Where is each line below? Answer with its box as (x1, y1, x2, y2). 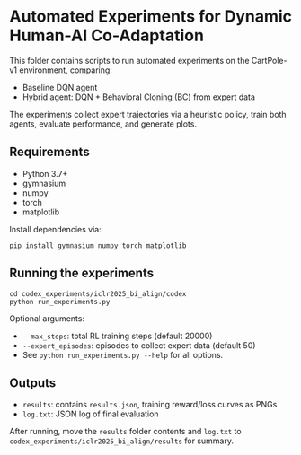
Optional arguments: (9, 312, 85, 324)
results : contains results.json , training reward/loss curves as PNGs (22, 399, 278, 410)
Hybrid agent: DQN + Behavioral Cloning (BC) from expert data (22, 92, 256, 102)
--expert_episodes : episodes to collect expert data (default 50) (22, 339, 256, 351)
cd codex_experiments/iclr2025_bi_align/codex (9, 289, 187, 298)
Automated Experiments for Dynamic (9, 6, 293, 27)
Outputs (9, 375, 57, 390)
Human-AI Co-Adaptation (9, 25, 205, 46)
